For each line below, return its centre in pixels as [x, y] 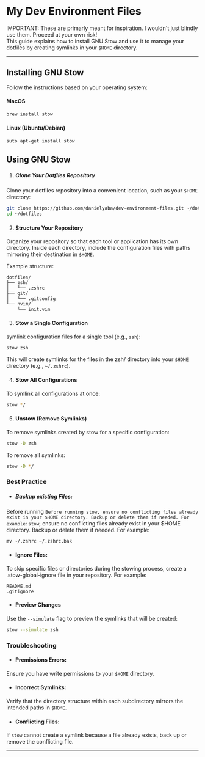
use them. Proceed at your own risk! [52, 34]
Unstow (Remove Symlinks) [51, 419]
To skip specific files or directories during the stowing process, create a [97, 568]
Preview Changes [38, 605]
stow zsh [17, 348]
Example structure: [30, 266]
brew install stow [30, 114]
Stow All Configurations [46, 380]
